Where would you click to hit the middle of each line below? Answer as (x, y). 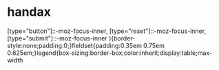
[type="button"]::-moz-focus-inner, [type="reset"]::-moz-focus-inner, (107, 31)
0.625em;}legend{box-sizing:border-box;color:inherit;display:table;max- (109, 53)
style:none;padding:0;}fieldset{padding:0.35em (75, 45)
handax (29, 12)
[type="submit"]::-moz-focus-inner (58, 38)
